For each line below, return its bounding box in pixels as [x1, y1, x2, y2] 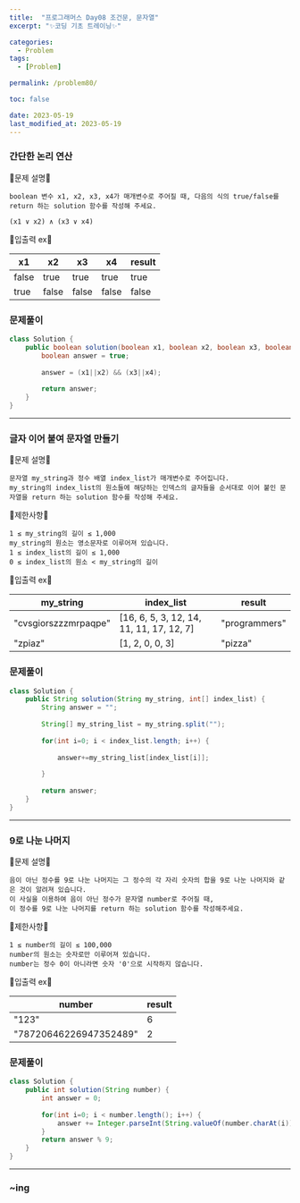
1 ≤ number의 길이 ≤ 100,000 [9, 940, 112, 949]
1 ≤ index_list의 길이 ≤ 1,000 [9, 548, 121, 557]
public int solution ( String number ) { [25, 1086, 170, 1095]
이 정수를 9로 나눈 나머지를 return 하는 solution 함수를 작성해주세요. [9, 904, 244, 913]
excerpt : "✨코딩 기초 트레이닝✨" [9, 21, 122, 30]
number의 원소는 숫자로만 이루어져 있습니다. [9, 950, 152, 959]
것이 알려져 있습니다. [19, 885, 87, 894]
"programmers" [221, 617, 287, 630]
